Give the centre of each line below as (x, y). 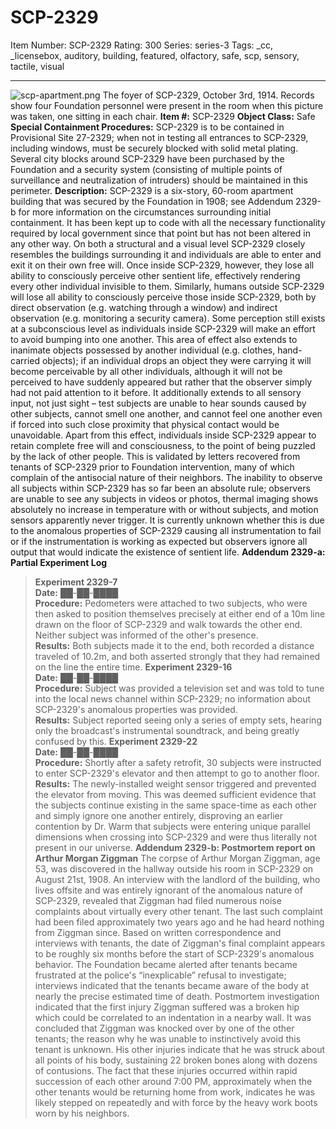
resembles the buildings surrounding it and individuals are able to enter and (166, 254)
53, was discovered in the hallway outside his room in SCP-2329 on (174, 868)
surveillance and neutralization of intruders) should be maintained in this (159, 180)
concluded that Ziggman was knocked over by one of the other (164, 1028)
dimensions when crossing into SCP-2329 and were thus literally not (176, 837)
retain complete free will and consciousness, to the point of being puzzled (163, 445)
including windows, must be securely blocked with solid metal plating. (154, 148)
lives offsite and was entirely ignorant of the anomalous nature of (168, 890)
